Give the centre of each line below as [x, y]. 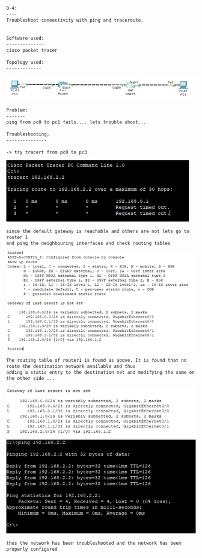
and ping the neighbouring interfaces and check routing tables [88, 243]
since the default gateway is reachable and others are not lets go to [98, 231]
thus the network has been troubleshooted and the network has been [94, 544]
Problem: [17, 110]
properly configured [32, 550]
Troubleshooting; [28, 134]
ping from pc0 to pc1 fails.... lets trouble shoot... [76, 122]
